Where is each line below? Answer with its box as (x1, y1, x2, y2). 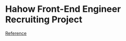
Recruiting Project (5, 14, 83, 25)
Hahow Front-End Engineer (5, 3, 121, 15)
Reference (5, 30, 27, 36)
